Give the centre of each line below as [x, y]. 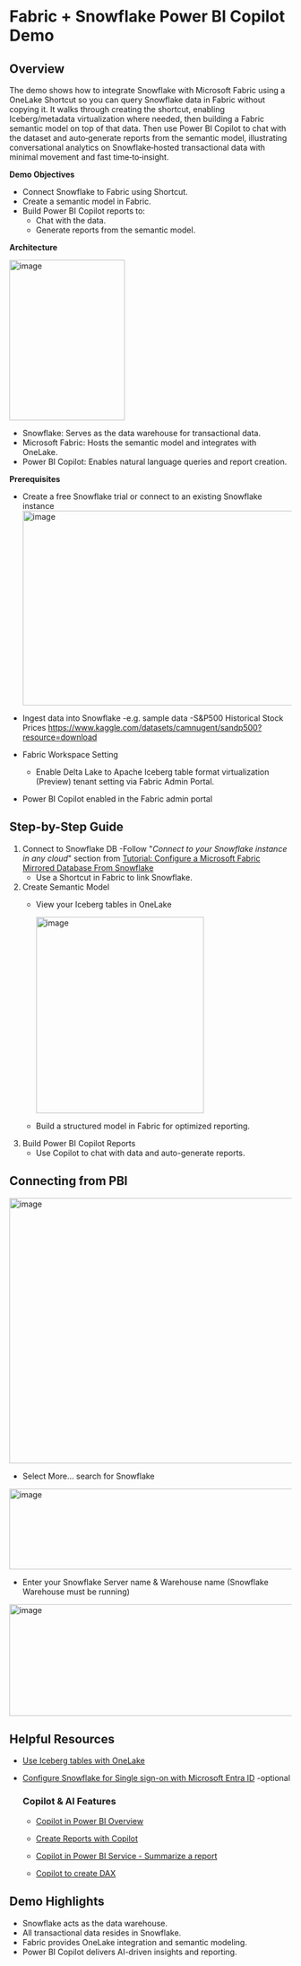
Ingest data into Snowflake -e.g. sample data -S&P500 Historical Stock [153, 718]
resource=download [60, 737]
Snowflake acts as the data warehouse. [95, 1923]
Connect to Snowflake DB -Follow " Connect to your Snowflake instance [155, 848]
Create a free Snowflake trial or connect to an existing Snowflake [142, 496]
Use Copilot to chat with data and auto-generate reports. [140, 1153]
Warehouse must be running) [76, 1592]
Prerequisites [35, 479]
